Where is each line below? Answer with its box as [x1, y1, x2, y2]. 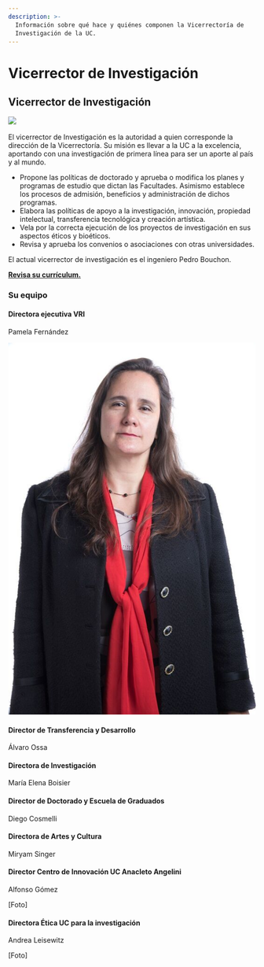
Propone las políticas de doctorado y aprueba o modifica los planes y [19, 173, 245, 183]
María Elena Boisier [8, 778, 71, 788]
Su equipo [8, 290, 48, 301]
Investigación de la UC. [15, 29, 97, 37]
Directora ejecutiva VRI [8, 309, 85, 319]
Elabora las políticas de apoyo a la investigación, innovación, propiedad [19, 206, 251, 216]
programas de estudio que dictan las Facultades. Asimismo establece [19, 181, 245, 190]
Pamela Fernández [8, 327, 69, 336]
